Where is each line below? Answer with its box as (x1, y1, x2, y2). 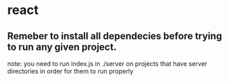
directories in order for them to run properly (7, 67, 133, 75)
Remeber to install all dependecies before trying (7, 30, 223, 42)
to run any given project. (7, 41, 117, 53)
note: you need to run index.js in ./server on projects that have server (7, 60, 208, 68)
